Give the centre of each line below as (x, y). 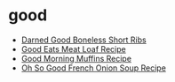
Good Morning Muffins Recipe (76, 58)
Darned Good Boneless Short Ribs (84, 40)
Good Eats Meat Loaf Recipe (73, 48)
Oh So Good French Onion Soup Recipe (93, 68)
